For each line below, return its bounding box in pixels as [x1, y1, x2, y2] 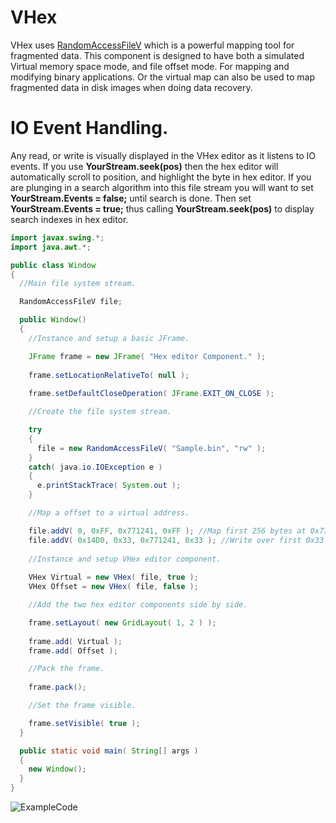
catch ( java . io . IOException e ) [28, 462, 163, 472]
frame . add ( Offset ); [28, 646, 118, 656]
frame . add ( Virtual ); [28, 636, 123, 646]
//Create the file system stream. [28, 407, 172, 417]
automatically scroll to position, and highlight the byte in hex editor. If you [10, 171, 312, 183]
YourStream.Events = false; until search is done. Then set [10, 192, 252, 204]
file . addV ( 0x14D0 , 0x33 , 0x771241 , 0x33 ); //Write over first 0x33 [28, 535, 325, 545]
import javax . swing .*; [10, 232, 105, 243]
